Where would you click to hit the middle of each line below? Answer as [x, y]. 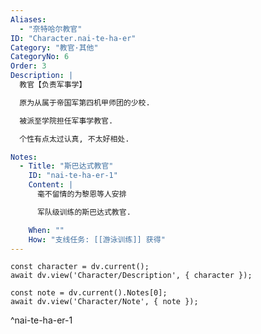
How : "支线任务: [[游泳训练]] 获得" [97, 239]
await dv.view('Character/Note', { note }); [104, 302]
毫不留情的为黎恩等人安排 [81, 194]
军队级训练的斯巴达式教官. [84, 212]
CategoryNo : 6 [40, 57]
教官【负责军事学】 [53, 85]
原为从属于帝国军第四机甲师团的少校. [85, 102]
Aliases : [28, 19]
